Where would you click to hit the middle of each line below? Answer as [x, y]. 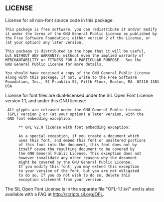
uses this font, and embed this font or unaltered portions [82, 140]
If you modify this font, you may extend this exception [79, 167]
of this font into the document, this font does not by [78, 145]
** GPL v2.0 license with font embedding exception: [74, 127]
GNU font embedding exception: [40, 118]
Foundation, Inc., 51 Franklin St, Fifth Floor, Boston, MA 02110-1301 [82, 82]
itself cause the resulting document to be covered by [77, 149]
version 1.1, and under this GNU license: [46, 101]
